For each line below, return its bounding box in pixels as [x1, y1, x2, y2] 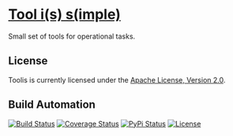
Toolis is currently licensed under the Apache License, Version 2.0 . [8, 75, 226, 84]
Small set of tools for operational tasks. [8, 31, 136, 41]
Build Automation [8, 98, 96, 112]
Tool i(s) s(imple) [8, 6, 121, 24]
